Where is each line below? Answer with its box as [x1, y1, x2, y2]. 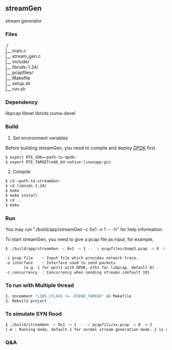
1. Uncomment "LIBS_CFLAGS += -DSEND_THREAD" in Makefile [5, 294, 132, 299]
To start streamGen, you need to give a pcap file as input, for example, [5, 236, 154, 242]
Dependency [5, 99, 38, 106]
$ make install [5, 193, 38, 198]
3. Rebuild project [5, 298, 47, 303]
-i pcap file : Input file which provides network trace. [5, 255, 139, 261]
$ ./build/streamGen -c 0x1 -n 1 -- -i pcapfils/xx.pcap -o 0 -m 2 [5, 322, 153, 327]
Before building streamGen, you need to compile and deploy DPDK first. [5, 145, 157, 151]
